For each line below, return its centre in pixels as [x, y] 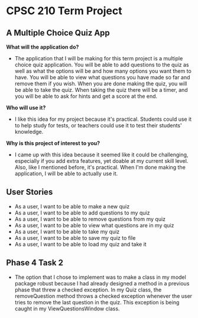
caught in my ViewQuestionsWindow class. [67, 309]
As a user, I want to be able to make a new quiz [72, 206]
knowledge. [29, 132]
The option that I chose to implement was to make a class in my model [100, 277]
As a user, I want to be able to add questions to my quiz [82, 213]
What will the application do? [43, 47]
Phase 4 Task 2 [35, 263]
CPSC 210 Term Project [64, 11]
